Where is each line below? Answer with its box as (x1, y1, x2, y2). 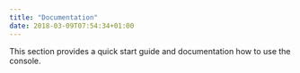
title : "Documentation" (9, 12, 99, 22)
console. (9, 55, 42, 66)
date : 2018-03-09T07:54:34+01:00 (9, 21, 135, 30)
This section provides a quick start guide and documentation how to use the (9, 45, 291, 56)
